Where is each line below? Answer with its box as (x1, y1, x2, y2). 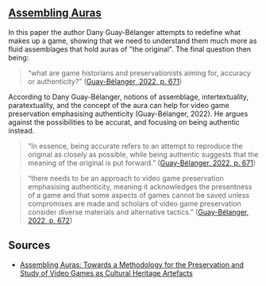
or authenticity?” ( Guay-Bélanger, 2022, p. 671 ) (27, 76, 183, 86)
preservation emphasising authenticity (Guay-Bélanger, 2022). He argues (8, 109, 249, 118)
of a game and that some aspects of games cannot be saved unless (27, 190, 250, 199)
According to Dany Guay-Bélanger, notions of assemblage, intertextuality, (8, 91, 249, 102)
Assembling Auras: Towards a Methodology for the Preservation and (19, 260, 245, 269)
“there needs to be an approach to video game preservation (27, 173, 224, 183)
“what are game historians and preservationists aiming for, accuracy (27, 68, 252, 78)
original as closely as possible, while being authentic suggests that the (27, 149, 259, 159)
